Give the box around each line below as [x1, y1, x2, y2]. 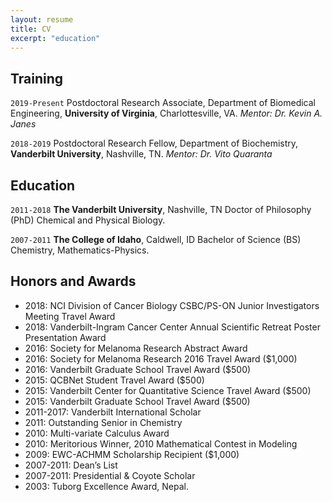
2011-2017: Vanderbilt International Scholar [24, 406, 202, 418]
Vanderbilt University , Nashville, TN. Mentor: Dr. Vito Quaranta [10, 148, 273, 160]
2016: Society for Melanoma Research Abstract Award [24, 342, 248, 354]
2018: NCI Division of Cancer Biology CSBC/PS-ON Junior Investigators [24, 299, 320, 311]
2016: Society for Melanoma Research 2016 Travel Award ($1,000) [24, 352, 298, 365]
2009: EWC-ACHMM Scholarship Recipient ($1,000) [24, 448, 240, 460]
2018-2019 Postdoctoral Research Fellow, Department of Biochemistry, [10, 137, 299, 150]
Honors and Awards [10, 273, 137, 290]
